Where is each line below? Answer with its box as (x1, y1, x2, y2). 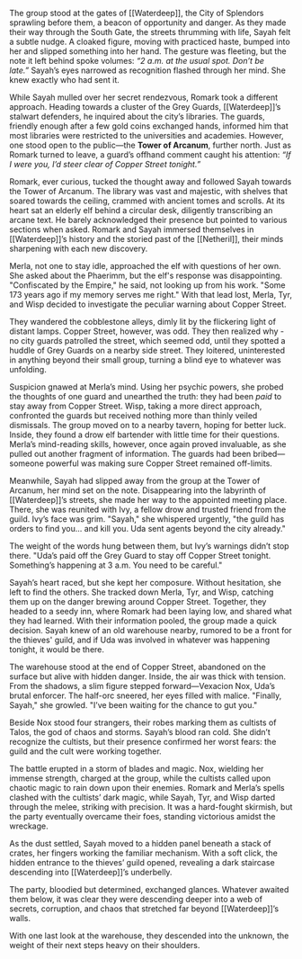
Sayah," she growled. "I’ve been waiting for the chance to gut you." (9, 700, 258, 710)
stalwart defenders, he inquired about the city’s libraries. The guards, (9, 112, 265, 121)
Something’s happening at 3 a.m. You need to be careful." (9, 560, 223, 570)
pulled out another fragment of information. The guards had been (9, 449, 252, 459)
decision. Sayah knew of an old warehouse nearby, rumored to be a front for (9, 625, 292, 635)
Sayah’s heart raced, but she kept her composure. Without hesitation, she (9, 578, 281, 587)
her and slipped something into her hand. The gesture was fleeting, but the (9, 46, 287, 57)
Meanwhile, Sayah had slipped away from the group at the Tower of (9, 476, 261, 486)
